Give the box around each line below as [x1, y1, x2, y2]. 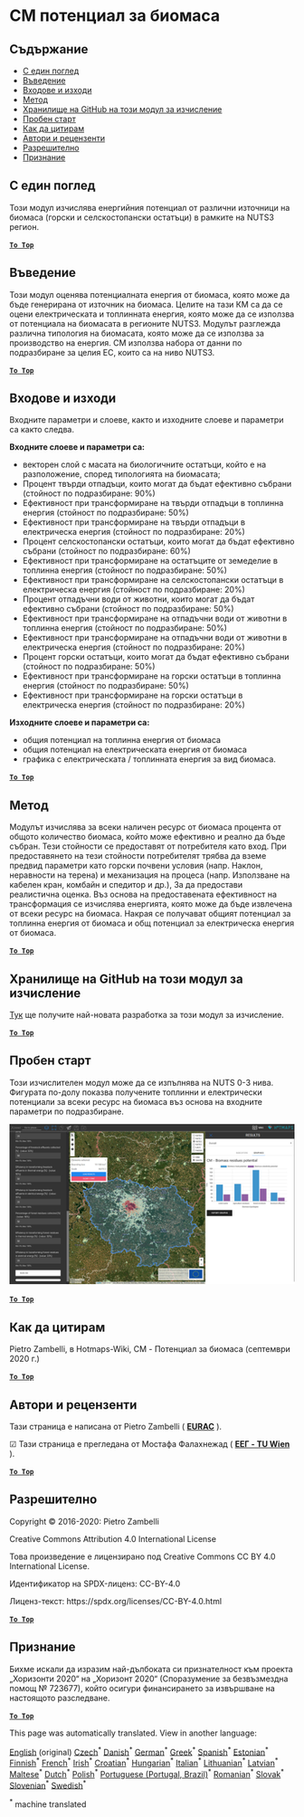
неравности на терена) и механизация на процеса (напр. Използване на [9, 870, 290, 880]
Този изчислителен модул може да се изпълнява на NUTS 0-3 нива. [9, 1077, 274, 1088]
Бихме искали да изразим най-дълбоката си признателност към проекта [9, 1663, 294, 1674]
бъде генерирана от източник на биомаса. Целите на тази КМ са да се [9, 299, 283, 309]
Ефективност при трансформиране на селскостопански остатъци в [22, 575, 284, 585]
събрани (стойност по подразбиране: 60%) [22, 546, 192, 557]
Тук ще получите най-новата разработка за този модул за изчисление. [9, 1010, 285, 1021]
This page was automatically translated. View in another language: [9, 1727, 258, 1738]
